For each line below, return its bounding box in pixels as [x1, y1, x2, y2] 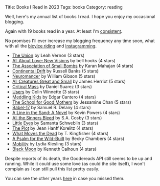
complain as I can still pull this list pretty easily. [5, 166, 99, 172]
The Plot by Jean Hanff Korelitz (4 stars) [12, 125, 94, 131]
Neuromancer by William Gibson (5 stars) [12, 73, 95, 79]
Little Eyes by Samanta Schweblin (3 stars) [12, 120, 99, 126]
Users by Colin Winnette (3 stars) [12, 89, 80, 94]
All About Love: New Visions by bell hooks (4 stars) [12, 58, 116, 63]
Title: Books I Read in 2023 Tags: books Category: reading [5, 4, 123, 10]
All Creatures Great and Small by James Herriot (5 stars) [12, 78, 126, 84]
